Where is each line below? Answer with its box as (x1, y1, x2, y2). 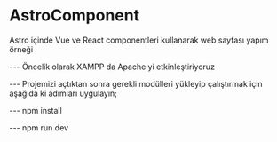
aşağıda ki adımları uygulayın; (9, 88, 118, 99)
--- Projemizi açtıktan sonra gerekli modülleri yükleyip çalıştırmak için (9, 78, 264, 89)
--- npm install (9, 105, 62, 115)
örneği (9, 43, 34, 54)
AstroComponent (9, 5, 140, 26)
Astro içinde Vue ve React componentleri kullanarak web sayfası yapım (9, 35, 269, 45)
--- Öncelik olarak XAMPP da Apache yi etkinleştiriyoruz (9, 61, 216, 72)
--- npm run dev (9, 122, 69, 133)
